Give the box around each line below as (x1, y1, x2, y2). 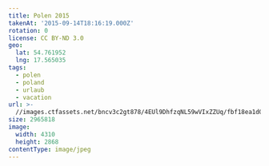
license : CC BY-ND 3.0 (8, 34, 84, 42)
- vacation (15, 93, 52, 101)
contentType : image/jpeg (8, 145, 91, 153)
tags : (8, 64, 26, 72)
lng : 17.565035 (15, 57, 66, 65)
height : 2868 (15, 137, 59, 146)
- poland (15, 78, 45, 86)
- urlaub (15, 85, 45, 94)
